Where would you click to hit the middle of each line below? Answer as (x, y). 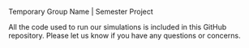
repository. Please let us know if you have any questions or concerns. (124, 36)
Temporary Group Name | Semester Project (81, 12)
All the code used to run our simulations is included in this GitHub (118, 27)
